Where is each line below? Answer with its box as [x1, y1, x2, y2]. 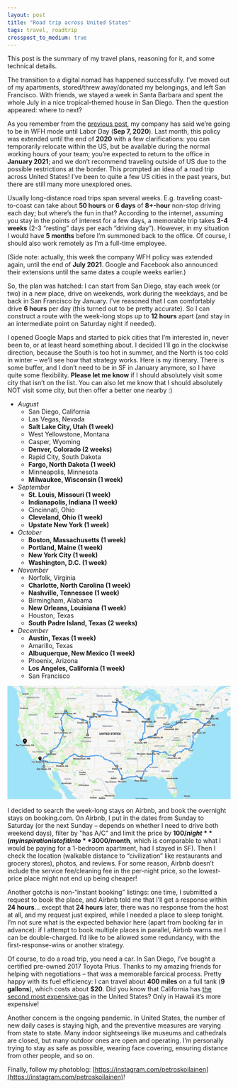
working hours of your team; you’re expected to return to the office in [7, 150, 210, 158]
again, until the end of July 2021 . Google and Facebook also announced [7, 260, 218, 269]
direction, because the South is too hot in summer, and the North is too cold [7, 348, 229, 357]
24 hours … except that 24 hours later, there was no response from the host [7, 903, 229, 911]
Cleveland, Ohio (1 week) [28, 513, 103, 522]
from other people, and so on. [7, 1051, 94, 1060]
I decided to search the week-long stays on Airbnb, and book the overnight [7, 806, 227, 814]
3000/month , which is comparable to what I [91, 836, 222, 845]
